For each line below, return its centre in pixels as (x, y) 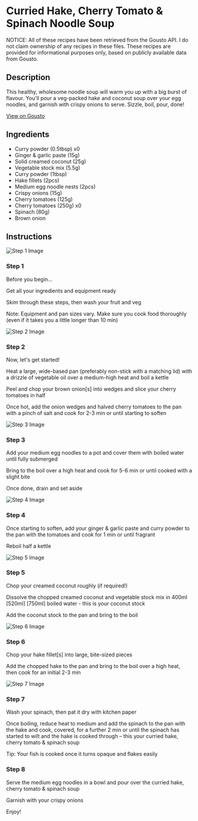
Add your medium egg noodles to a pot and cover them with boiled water (95, 453)
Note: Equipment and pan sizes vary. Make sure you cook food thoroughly (97, 314)
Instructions (29, 236)
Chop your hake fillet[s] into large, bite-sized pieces (69, 655)
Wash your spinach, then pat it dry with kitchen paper (72, 712)
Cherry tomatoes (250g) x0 (48, 205)
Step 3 (16, 440)
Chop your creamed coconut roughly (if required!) (67, 586)
